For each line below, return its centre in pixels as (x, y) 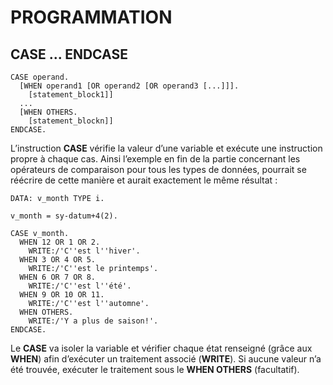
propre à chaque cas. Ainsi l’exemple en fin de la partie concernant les (155, 159)
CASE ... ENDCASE (69, 54)
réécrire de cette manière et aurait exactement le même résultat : (144, 180)
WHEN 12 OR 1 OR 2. (60, 242)
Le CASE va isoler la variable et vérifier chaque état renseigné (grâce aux (161, 348)
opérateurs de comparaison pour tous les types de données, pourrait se (158, 169)
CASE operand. (40, 77)
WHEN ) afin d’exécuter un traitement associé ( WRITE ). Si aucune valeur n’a (166, 359)
